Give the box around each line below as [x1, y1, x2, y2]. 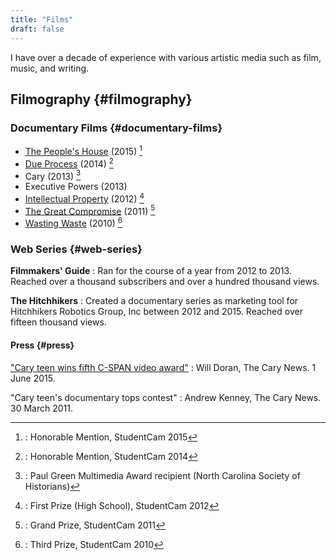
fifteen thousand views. [10, 316, 107, 328]
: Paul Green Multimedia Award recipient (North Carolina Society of [24, 469, 301, 481]
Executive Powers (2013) [24, 181, 128, 193]
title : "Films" [10, 14, 74, 25]
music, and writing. [10, 62, 90, 74]
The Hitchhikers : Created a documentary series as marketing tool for [10, 295, 299, 307]
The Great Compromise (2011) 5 [24, 203, 156, 217]
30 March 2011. [10, 402, 73, 414]
